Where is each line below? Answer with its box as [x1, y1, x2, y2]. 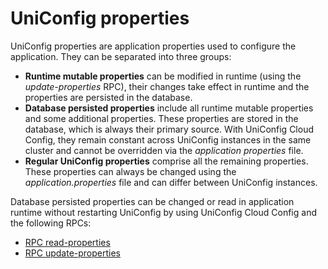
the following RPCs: [10, 217, 92, 229]
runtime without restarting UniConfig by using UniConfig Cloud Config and [10, 206, 317, 218]
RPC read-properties [24, 236, 111, 248]
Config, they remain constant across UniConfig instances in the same [24, 133, 312, 146]
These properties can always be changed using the [24, 165, 237, 177]
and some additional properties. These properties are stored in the [24, 112, 299, 124]
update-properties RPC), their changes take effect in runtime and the [24, 80, 310, 92]
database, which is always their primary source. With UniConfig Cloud [24, 123, 315, 135]
